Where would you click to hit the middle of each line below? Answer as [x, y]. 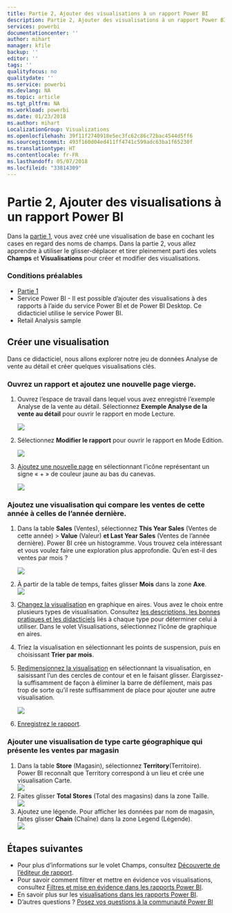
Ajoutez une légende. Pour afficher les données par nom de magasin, [116, 811]
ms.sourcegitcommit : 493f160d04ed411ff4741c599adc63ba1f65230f [100, 142]
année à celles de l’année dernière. [67, 513]
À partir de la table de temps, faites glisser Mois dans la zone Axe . [112, 584]
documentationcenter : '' [43, 33]
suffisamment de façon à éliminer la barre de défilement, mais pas [118, 683]
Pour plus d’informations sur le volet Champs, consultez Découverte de [119, 865]
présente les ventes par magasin [63, 750]
